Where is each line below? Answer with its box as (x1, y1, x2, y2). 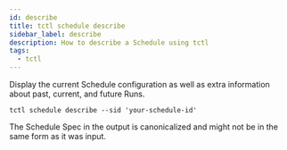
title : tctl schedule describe (9, 21, 126, 30)
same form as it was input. (9, 131, 107, 141)
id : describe (9, 12, 58, 22)
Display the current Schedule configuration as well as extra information (9, 79, 270, 89)
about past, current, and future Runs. (9, 88, 145, 99)
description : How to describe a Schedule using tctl (9, 37, 209, 47)
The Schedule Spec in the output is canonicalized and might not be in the (9, 121, 279, 132)
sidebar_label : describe (9, 29, 102, 38)
